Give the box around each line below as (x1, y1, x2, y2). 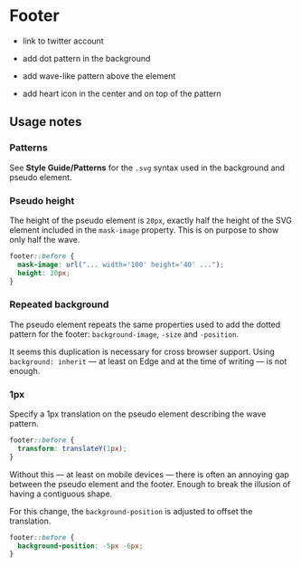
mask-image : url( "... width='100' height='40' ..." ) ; (17, 260, 224, 269)
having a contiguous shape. (9, 488, 113, 499)
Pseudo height (9, 194, 75, 207)
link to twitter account (22, 35, 104, 46)
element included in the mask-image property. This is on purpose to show (9, 224, 279, 235)
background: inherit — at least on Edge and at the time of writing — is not (9, 355, 287, 367)
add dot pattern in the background (22, 53, 151, 63)
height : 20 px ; (17, 268, 71, 277)
